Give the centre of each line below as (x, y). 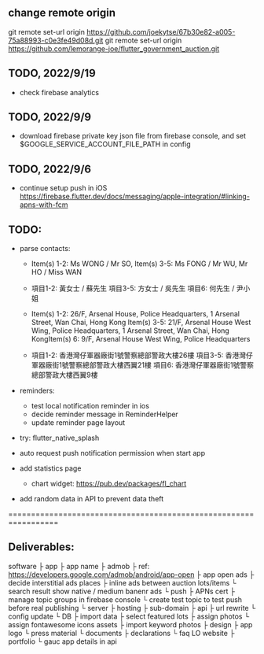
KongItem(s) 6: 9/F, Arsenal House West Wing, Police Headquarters (141, 339)
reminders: (37, 391)
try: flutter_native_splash (59, 438)
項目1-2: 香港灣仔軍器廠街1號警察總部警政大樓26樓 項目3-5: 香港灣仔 (142, 355)
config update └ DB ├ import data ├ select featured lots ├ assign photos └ (129, 616)
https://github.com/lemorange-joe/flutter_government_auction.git (114, 48)
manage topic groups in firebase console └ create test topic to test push (125, 599)
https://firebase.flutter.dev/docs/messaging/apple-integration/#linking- (134, 197)
